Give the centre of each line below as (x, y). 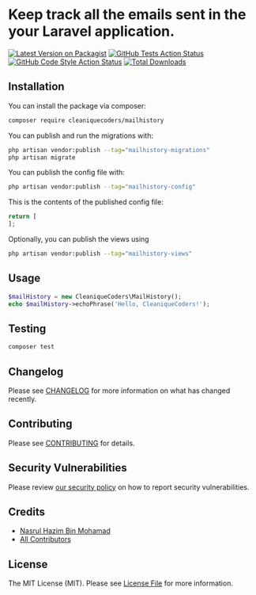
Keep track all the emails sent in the (127, 15)
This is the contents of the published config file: (86, 202)
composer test (32, 347)
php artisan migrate (42, 157)
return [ (23, 217)
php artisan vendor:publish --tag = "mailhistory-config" (102, 187)
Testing (27, 328)
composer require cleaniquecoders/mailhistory (86, 120)
